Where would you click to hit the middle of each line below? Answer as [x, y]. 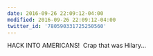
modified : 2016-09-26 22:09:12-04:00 [62, 20]
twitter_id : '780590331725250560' [57, 26]
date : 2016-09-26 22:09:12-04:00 [55, 13]
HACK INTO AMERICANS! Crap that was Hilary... [77, 46]
